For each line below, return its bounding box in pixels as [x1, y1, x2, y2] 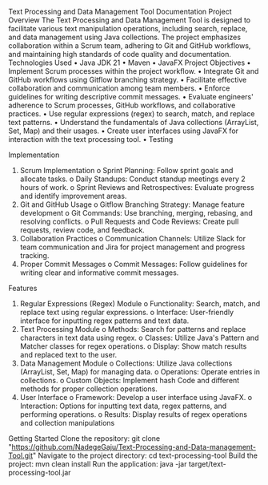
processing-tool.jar [8, 468, 71, 477]
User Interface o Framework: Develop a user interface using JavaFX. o [19, 393, 253, 402]
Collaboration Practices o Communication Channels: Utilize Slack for [19, 234, 246, 243]
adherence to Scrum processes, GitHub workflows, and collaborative [8, 100, 236, 110]
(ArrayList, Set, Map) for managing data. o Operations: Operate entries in [19, 367, 261, 376]
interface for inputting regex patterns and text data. [19, 316, 190, 325]
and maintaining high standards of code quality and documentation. [8, 50, 232, 59]
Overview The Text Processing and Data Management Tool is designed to [8, 15, 250, 25]
